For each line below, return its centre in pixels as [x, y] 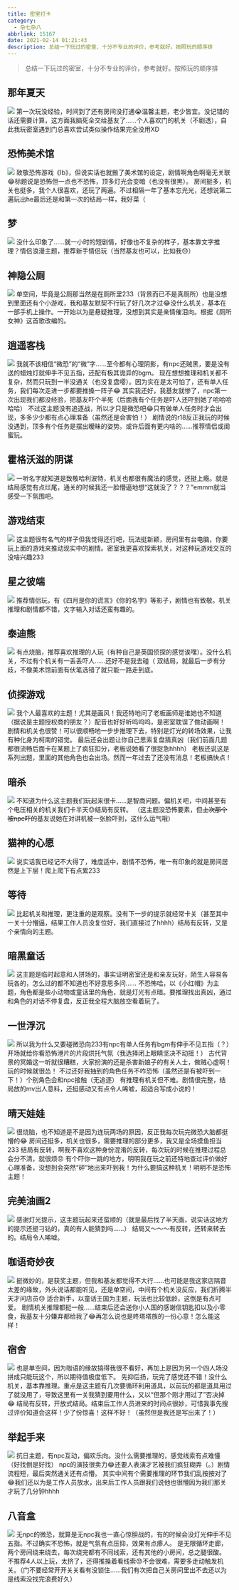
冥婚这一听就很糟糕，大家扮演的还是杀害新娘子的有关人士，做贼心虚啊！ [126, 1062]
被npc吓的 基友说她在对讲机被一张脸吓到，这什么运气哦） [91, 818]
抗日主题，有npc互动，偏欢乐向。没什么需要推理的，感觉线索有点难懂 [118, 1456]
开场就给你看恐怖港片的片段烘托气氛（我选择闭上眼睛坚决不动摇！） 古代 [114, 1053]
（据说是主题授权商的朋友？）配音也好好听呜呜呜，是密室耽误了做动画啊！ [116, 722]
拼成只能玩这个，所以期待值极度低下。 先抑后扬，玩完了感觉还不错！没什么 [117, 1377]
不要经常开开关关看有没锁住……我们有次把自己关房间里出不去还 [122, 1570]
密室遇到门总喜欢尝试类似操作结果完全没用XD [93, 129]
